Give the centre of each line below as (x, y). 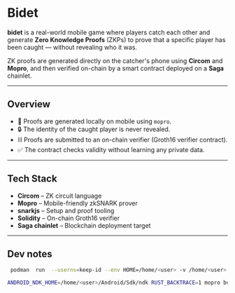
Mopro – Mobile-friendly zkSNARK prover (78, 203)
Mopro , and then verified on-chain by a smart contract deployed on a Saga (115, 68)
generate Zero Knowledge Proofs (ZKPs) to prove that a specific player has (116, 39)
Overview (29, 104)
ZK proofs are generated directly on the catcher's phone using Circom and (115, 60)
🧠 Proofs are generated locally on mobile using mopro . (94, 121)
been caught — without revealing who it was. (72, 47)
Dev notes (30, 254)
